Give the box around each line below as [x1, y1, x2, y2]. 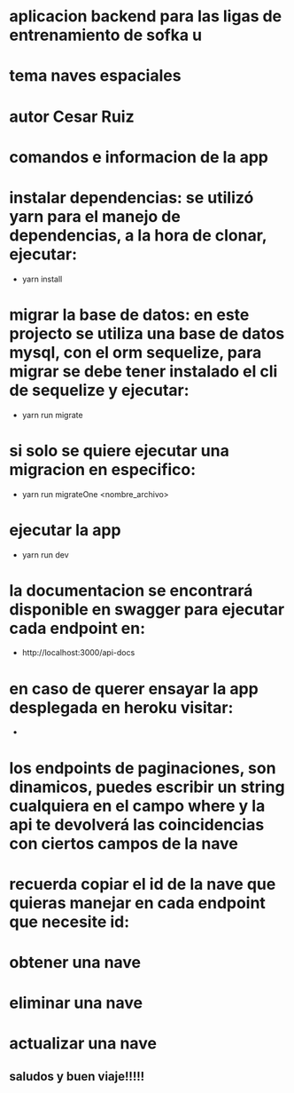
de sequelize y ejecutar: [9, 380, 190, 400]
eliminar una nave [9, 993, 143, 1013]
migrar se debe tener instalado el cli [9, 361, 278, 381]
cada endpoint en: [9, 618, 146, 638]
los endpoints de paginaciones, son [9, 757, 276, 778]
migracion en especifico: [9, 459, 197, 479]
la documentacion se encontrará [9, 580, 253, 600]
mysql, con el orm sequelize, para [9, 342, 262, 362]
